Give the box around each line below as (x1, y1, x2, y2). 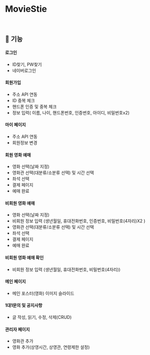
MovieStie (5, 3, 47, 15)
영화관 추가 (12, 338, 34, 344)
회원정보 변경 (12, 139, 38, 145)
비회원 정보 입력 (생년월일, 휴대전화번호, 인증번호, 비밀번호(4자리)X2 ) (12, 218, 146, 224)
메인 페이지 (5, 279, 26, 285)
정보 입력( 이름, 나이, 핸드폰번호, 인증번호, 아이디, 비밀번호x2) (12, 110, 130, 115)
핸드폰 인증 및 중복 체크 (12, 104, 57, 110)
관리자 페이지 (5, 326, 30, 332)
